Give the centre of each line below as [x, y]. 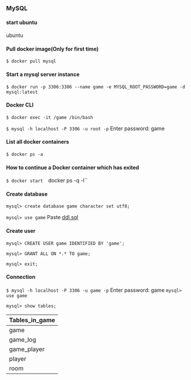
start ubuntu [22, 22]
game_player [27, 349]
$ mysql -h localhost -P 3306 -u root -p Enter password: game [86, 128]
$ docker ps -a [25, 154]
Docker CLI [20, 105]
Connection [21, 277]
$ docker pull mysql [31, 61]
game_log [23, 339]
